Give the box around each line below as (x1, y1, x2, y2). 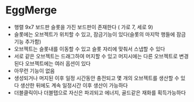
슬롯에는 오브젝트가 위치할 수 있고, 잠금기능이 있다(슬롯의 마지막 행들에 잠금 (13, 30, 186, 38)
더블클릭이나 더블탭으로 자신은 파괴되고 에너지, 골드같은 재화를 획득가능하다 (13, 89, 186, 96)
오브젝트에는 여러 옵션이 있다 (25, 59, 91, 67)
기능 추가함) (13, 38, 41, 45)
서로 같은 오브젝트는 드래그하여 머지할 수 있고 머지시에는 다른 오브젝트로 (13, 52, 178, 59)
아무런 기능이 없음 (13, 67, 55, 74)
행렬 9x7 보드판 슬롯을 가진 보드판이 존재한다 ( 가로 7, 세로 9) (13, 23, 153, 30)
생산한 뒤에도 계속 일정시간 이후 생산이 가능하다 (20, 82, 128, 89)
